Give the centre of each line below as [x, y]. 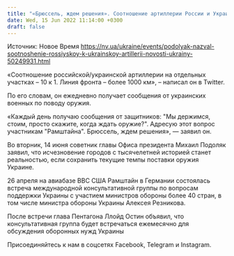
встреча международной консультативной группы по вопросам [103, 188]
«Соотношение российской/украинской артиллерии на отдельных [107, 75]
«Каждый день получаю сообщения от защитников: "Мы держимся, [109, 116]
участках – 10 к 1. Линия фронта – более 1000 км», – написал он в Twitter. [116, 82]
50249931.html [29, 61]
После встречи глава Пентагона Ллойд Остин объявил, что [96, 216]
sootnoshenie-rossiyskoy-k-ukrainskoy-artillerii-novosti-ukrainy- [100, 54]
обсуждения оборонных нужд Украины [65, 232]
